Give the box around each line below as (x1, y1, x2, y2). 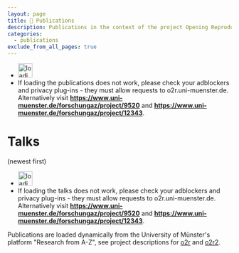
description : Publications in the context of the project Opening (7, 23, 208, 31)
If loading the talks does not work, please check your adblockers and (17, 186, 221, 195)
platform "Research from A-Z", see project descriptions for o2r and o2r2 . (7, 237, 221, 246)
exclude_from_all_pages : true (7, 43, 97, 50)
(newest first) (7, 157, 47, 166)
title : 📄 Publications (7, 17, 75, 24)
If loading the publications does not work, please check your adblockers (17, 79, 230, 87)
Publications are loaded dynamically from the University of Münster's (7, 230, 211, 239)
